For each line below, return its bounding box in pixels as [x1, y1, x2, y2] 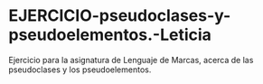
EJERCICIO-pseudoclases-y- [8, 5, 231, 26]
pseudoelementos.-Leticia [8, 24, 211, 45]
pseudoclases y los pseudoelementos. [8, 64, 152, 75]
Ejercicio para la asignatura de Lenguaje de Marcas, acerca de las [8, 54, 254, 65]
